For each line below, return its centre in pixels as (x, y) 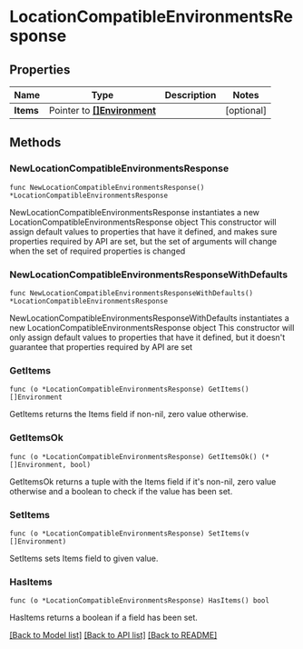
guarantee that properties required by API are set (101, 346)
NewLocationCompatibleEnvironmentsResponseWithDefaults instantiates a (150, 318)
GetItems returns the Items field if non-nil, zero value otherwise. (129, 414)
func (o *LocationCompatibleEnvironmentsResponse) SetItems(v (129, 534)
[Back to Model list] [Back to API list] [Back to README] (113, 635)
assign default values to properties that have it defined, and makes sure (143, 231)
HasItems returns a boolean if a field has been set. (103, 618)
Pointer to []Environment (103, 110)
